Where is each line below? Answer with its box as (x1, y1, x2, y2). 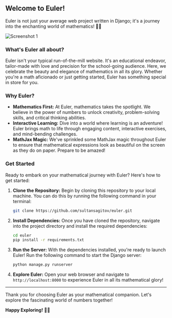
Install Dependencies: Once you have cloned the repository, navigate (12, 217, 160, 224)
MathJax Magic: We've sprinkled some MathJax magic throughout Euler (12, 136, 166, 143)
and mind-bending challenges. (12, 131, 78, 137)
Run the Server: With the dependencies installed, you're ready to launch (12, 247, 166, 253)
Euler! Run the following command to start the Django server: (12, 252, 142, 259)
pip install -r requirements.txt (12, 237, 84, 243)
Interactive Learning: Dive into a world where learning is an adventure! (12, 120, 163, 126)
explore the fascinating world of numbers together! (5, 297, 113, 303)
